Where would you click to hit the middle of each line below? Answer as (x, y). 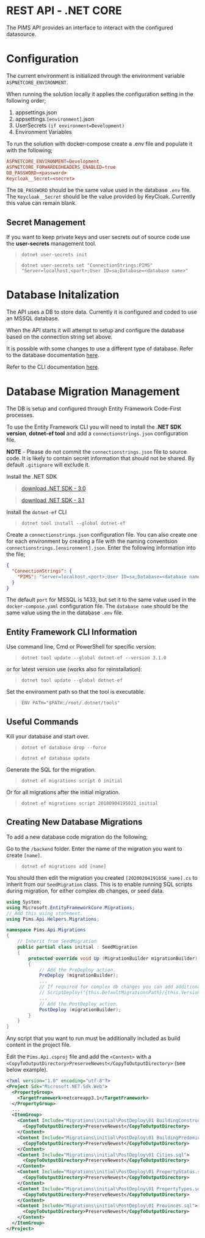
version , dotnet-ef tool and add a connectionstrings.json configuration (97, 433)
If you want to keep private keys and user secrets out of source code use (98, 237)
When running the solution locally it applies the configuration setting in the (100, 94)
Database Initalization (63, 295)
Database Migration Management (93, 392)
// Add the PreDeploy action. (77, 970)
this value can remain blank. (41, 203)
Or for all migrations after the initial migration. (63, 792)
